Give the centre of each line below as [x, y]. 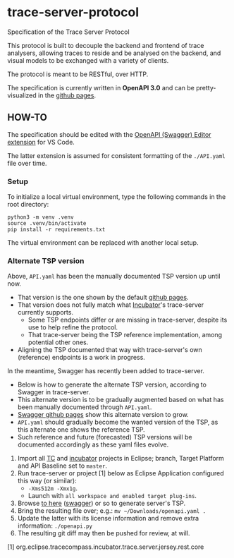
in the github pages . [67, 95]
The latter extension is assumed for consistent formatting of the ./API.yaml [116, 155]
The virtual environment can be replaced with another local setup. [103, 243]
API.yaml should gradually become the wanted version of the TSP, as [118, 422]
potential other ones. [58, 342]
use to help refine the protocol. [73, 327]
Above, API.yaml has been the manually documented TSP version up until [114, 277]
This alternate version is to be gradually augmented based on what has [121, 400]
